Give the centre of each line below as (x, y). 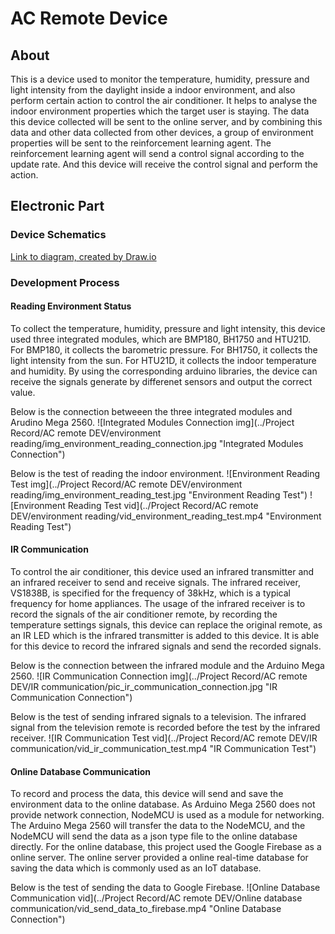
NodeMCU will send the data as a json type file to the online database (154, 836)
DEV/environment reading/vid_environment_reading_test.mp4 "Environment (166, 516)
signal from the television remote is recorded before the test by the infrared (165, 728)
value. (23, 392)
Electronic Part (57, 206)
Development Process (65, 282)
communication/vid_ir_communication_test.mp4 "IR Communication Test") (163, 749)
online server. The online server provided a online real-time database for (159, 858)
